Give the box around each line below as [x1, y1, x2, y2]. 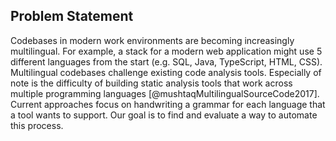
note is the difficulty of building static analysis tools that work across [10, 77, 293, 89]
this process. [10, 119, 64, 131]
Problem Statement [10, 8, 134, 25]
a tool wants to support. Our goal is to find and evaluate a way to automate [10, 109, 318, 121]
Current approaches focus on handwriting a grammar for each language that [10, 98, 326, 110]
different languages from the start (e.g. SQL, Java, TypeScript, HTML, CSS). [10, 55, 323, 68]
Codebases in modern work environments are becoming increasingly [10, 34, 295, 46]
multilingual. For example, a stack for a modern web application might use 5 [10, 45, 323, 57]
